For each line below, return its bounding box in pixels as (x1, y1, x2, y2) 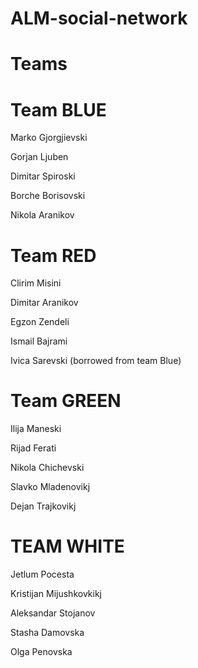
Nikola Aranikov (10, 209, 75, 221)
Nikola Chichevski (10, 462, 85, 474)
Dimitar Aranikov (10, 297, 79, 309)
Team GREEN (10, 390, 122, 412)
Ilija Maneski (10, 423, 62, 435)
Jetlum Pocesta (10, 568, 75, 581)
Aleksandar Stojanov (10, 607, 96, 619)
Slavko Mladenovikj (10, 481, 91, 493)
